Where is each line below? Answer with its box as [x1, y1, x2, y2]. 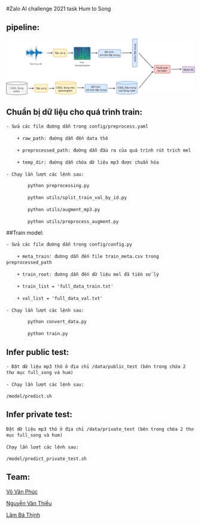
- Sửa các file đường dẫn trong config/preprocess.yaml [6, 124, 148, 130]
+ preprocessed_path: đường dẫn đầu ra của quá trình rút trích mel [17, 147, 191, 153]
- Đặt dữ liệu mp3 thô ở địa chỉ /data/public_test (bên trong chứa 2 [6, 364, 186, 370]
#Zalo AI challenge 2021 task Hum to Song [6, 5, 111, 12]
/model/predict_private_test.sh [6, 456, 87, 462]
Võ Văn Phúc [6, 488, 38, 495]
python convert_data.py [28, 319, 87, 325]
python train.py [28, 331, 68, 337]
